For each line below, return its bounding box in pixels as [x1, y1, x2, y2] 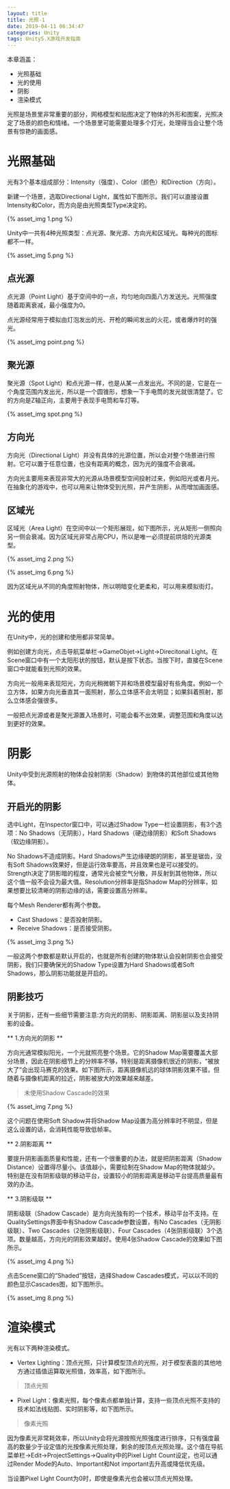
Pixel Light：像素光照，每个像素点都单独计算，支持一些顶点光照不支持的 [16, 1396, 220, 1404]
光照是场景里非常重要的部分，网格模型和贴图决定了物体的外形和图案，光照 [7, 110, 217, 119]
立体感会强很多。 [12, 696, 62, 705]
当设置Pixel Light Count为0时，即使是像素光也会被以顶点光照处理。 [7, 1474, 197, 1482]
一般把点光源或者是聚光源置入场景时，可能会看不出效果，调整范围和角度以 [7, 711, 217, 719]
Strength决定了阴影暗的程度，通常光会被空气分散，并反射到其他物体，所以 [7, 869, 218, 877]
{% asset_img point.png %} [7, 338, 85, 346]
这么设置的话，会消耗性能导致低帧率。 [7, 1125, 115, 1133]
